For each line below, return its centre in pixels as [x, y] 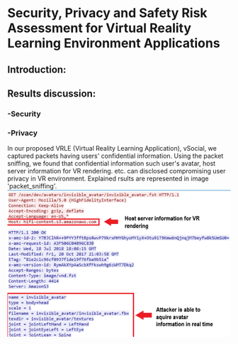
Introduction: [37, 69]
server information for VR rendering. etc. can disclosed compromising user [117, 171]
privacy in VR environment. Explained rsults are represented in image [108, 178]
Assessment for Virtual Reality [100, 28]
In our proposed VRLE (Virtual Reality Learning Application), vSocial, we [112, 149]
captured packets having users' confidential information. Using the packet [115, 156]
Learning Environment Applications [114, 43]
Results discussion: [52, 93]
